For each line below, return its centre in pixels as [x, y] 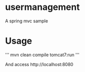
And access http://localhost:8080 [39, 64]
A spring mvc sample [27, 21]
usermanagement [42, 7]
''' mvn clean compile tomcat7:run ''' [42, 55]
